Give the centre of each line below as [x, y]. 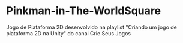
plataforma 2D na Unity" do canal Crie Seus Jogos [68, 33]
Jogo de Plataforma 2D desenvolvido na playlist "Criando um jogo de [91, 27]
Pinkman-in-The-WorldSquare [83, 11]
